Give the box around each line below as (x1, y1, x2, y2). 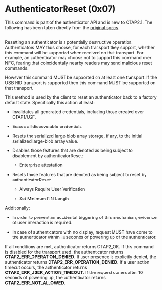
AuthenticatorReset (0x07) (5, 3, 116, 15)
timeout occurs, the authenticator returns (5, 264, 87, 270)
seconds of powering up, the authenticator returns (5, 274, 106, 280)
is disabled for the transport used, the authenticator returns (5, 249, 124, 254)
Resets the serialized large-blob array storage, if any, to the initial (12, 133, 143, 139)
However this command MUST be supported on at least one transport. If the (5, 74, 157, 80)
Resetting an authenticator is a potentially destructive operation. (5, 39, 133, 45)
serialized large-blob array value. (12, 138, 79, 144)
